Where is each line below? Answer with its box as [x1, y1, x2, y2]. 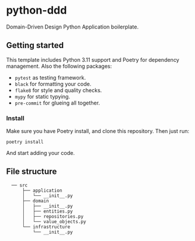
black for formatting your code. [14, 80, 92, 87]
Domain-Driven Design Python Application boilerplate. [6, 23, 139, 30]
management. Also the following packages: [6, 62, 112, 69]
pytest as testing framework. [14, 74, 86, 81]
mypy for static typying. [14, 93, 70, 100]
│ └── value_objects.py [21, 218, 86, 224]
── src [11, 182, 28, 188]
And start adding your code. [6, 150, 76, 157]
